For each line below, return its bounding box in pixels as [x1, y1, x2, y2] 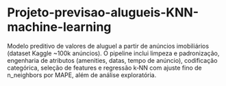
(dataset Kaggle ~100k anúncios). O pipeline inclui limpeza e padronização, [7, 49, 220, 57]
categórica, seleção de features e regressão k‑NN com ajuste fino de [7, 63, 202, 72]
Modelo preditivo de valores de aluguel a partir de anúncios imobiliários [7, 42, 210, 50]
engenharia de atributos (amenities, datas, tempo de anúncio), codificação [7, 56, 218, 64]
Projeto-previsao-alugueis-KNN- [7, 5, 199, 20]
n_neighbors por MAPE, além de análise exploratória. [7, 70, 157, 79]
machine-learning [7, 19, 112, 35]
